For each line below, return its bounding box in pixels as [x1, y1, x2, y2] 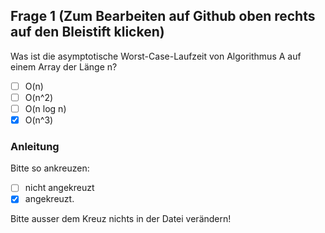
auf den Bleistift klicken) [10, 24, 165, 41]
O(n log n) [24, 102, 67, 114]
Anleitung [10, 139, 60, 153]
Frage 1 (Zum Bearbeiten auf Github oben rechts [10, 8, 316, 25]
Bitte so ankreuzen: [10, 162, 90, 174]
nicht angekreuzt [24, 182, 95, 194]
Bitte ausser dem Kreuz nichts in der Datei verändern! [10, 213, 232, 225]
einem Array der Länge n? [10, 60, 118, 73]
